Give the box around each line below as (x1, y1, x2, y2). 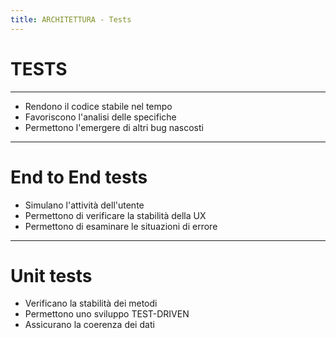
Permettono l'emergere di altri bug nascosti (24, 121, 204, 133)
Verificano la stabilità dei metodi (24, 297, 158, 310)
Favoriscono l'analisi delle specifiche (24, 111, 177, 123)
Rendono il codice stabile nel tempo (24, 100, 173, 112)
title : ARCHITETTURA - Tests (10, 14, 132, 25)
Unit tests (10, 264, 93, 287)
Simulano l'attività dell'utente (24, 199, 145, 211)
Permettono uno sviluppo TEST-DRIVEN (24, 308, 190, 320)
